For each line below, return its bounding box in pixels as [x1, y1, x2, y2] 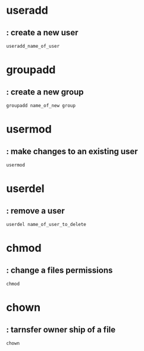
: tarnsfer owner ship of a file [6, 324, 116, 335]
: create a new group [6, 87, 84, 97]
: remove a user [6, 206, 65, 216]
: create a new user [6, 28, 79, 38]
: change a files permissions [6, 265, 113, 275]
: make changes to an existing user [6, 146, 138, 156]
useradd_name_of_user [6, 43, 60, 49]
